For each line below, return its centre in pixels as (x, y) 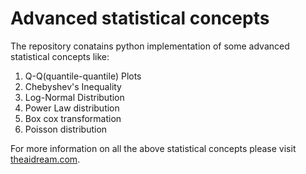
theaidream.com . (45, 159)
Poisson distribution (66, 129)
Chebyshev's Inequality (73, 86)
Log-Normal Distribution (74, 97)
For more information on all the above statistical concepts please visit (153, 148)
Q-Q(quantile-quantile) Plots (83, 76)
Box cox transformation (73, 118)
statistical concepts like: (60, 56)
